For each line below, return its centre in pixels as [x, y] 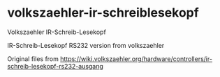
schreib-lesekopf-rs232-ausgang [55, 66]
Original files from [33, 59]
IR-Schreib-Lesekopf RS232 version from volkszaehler [86, 45]
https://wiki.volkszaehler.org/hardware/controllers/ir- [137, 59]
